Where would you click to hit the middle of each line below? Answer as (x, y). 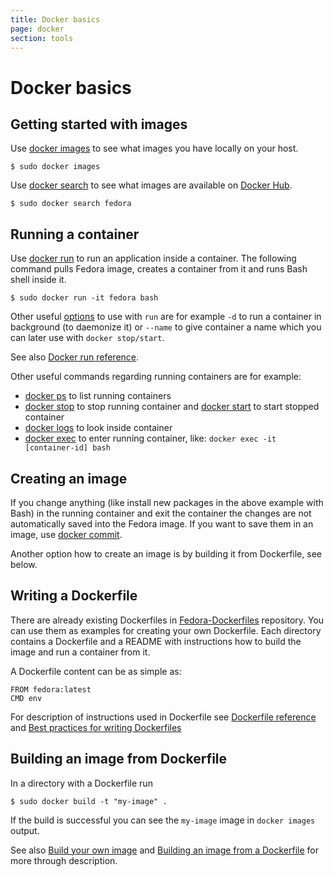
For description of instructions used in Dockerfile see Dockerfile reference (163, 717)
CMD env (26, 698)
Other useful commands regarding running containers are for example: (156, 377)
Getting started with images (99, 124)
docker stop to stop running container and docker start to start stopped (172, 407)
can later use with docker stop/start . (87, 338)
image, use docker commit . (66, 534)
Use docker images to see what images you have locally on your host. (154, 148)
